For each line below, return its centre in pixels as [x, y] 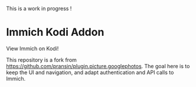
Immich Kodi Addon [55, 32]
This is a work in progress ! [39, 9]
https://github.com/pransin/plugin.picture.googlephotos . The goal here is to [98, 66]
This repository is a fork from [41, 60]
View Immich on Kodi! [32, 48]
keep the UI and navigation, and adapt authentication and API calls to [90, 72]
